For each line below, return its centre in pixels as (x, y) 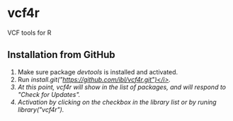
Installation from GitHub (61, 55)
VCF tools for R (29, 33)
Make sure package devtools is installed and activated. (98, 71)
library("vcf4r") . (41, 109)
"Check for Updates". (49, 94)
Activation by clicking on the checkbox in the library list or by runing (117, 102)
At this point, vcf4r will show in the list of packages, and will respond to (122, 87)
